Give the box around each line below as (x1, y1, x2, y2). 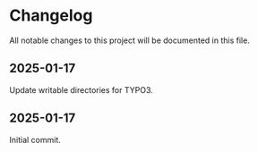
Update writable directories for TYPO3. (9, 84, 154, 95)
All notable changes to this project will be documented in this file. (9, 35, 251, 46)
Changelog (9, 5, 93, 26)
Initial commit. (9, 134, 61, 145)
